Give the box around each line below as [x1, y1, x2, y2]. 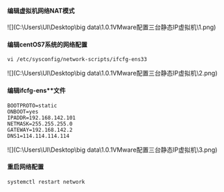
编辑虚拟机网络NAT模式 [7, 6, 75, 15]
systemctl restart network [7, 178, 85, 185]
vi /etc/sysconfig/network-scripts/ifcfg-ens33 [7, 56, 148, 63]
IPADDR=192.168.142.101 [7, 114, 76, 121]
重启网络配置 [7, 163, 44, 171]
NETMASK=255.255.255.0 [7, 120, 73, 128]
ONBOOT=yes [7, 108, 39, 115]
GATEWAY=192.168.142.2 [7, 126, 73, 133]
